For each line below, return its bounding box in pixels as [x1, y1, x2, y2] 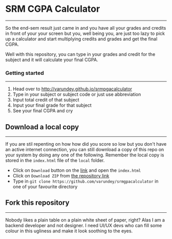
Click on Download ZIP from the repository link [12, 173, 110, 179]
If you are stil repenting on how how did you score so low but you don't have [5, 141, 167, 147]
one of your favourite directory [12, 184, 78, 190]
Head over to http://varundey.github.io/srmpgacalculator [12, 86, 132, 92]
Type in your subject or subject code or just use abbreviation [12, 91, 141, 97]
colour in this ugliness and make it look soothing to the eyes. [5, 228, 133, 234]
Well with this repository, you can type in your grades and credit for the [5, 51, 156, 57]
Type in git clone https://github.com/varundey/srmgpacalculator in [12, 178, 159, 185]
